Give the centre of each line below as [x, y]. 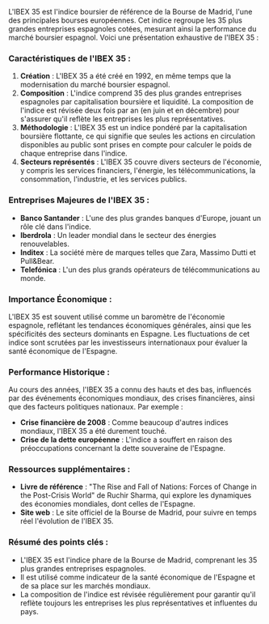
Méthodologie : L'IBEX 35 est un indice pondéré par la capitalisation [134, 128]
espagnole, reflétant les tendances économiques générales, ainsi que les [130, 325]
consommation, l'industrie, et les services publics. [103, 179]
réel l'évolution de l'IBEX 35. [67, 521]
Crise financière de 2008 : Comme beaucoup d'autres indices [124, 422]
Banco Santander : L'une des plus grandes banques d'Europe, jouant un [141, 218]
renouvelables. [45, 244]
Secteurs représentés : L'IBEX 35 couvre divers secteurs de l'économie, [141, 162]
